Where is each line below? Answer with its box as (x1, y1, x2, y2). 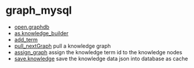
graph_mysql (5, 4, 72, 17)
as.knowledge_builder (14, 29, 69, 36)
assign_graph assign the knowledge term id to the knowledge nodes (14, 48, 183, 55)
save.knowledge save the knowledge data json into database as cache (14, 55, 189, 62)
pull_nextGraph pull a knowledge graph (14, 42, 111, 50)
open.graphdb (14, 23, 50, 30)
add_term (14, 36, 38, 43)
